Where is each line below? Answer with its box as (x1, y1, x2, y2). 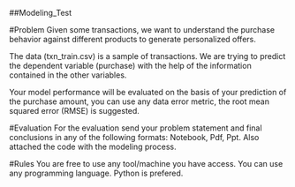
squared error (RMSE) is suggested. (9, 106, 140, 116)
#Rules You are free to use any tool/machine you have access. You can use (9, 159, 284, 168)
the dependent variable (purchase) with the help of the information (9, 61, 252, 71)
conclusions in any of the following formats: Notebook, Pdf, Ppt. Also (9, 132, 260, 142)
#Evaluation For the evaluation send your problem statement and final (9, 123, 262, 133)
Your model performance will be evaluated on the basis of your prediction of (9, 87, 287, 97)
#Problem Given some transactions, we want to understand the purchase (9, 25, 276, 34)
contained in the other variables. (9, 70, 127, 80)
